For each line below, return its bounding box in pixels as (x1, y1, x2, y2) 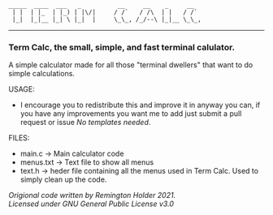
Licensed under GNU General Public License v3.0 (8, 199, 175, 209)
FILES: (8, 133, 30, 143)
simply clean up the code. (19, 174, 107, 184)
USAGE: (8, 84, 35, 94)
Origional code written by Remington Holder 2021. (8, 191, 176, 200)
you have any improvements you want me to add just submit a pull (19, 109, 242, 118)
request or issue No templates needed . (19, 118, 151, 127)
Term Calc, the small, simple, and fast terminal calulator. (8, 41, 236, 53)
